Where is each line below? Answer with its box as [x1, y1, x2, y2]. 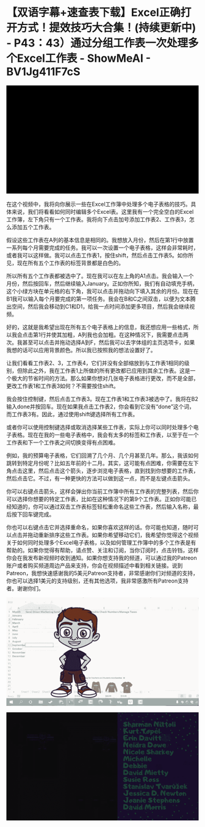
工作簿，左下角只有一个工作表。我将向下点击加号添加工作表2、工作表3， [6, 216, 190, 223]
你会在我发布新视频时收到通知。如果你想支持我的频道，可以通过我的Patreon [6, 554, 197, 562]
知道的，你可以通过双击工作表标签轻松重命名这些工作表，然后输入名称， [11, 503, 193, 510]
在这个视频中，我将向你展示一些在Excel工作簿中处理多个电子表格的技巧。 [6, 200, 191, 208]
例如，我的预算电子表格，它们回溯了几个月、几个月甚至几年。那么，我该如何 [6, 452, 199, 459]
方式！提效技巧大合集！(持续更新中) [17, 21, 196, 35]
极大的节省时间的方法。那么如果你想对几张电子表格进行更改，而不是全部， [11, 375, 199, 382]
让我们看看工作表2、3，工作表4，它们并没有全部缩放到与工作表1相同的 [6, 359, 184, 367]
